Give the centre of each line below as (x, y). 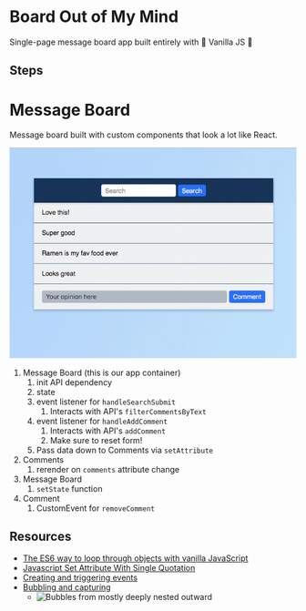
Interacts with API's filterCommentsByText (128, 411)
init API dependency (74, 382)
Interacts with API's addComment (108, 431)
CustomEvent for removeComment (96, 508)
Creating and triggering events (80, 578)
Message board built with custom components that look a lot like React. (143, 135)
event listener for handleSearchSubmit (106, 402)
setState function (69, 488)
